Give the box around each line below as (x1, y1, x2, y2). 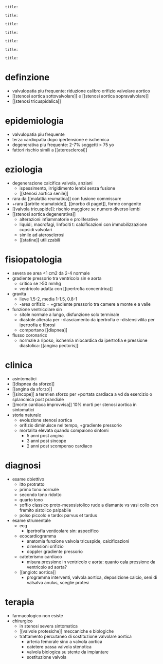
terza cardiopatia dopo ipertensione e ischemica (12, 136, 109, 142)
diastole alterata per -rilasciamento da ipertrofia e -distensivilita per (19, 316, 155, 322)
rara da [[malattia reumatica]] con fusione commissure (12, 195, 122, 202)
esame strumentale (12, 517, 51, 523)
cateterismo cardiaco (19, 553, 62, 559)
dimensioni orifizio (26, 543, 64, 549)
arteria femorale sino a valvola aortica (26, 638, 103, 645)
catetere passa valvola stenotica (26, 644, 91, 649)
